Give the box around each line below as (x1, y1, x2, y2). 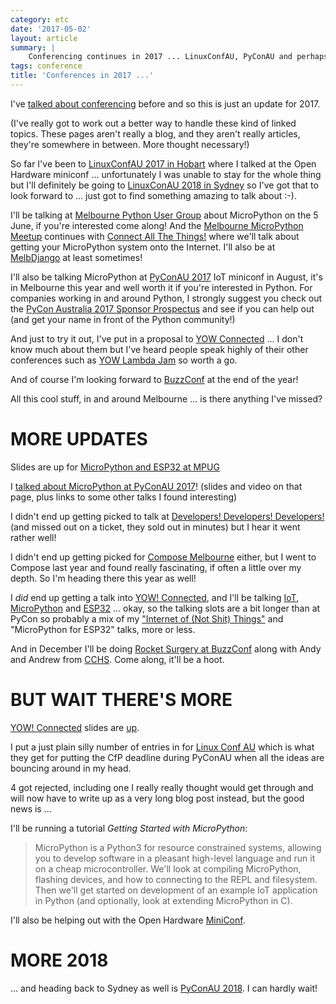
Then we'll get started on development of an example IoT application (34, 884, 318, 896)
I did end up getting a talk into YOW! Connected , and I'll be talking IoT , (10, 591, 300, 603)
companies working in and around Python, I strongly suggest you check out (10, 292, 323, 304)
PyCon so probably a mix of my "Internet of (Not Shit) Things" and (10, 612, 284, 625)
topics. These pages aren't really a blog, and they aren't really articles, (10, 127, 301, 140)
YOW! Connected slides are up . (10, 721, 140, 733)
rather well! (10, 531, 57, 543)
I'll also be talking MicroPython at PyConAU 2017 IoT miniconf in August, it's (10, 271, 323, 283)
